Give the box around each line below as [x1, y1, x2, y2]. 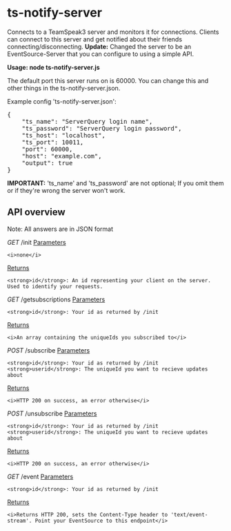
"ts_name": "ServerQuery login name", [21, 118, 153, 125]
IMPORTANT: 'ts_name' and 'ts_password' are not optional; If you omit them [7, 178, 224, 187]
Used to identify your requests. [7, 283, 103, 290]
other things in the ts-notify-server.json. [7, 84, 121, 92]
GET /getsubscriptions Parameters [7, 295, 106, 304]
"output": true [21, 159, 73, 167]
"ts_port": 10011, [21, 138, 84, 146]
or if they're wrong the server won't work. [7, 186, 126, 194]
